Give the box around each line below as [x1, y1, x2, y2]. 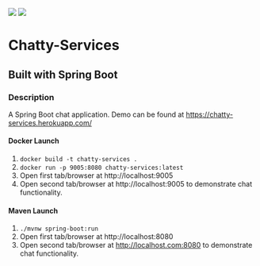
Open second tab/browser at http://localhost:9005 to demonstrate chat [19, 179, 253, 189]
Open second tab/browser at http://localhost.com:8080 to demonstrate [19, 241, 253, 250]
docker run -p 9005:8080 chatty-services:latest [19, 164, 184, 172]
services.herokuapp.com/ [8, 118, 93, 127]
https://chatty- [185, 110, 234, 119]
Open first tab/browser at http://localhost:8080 [19, 232, 174, 241]
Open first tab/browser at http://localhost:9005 [19, 171, 174, 180]
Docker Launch [8, 136, 59, 146]
